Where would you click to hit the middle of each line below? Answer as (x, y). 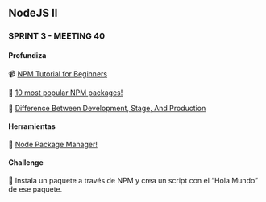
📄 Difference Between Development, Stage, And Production (107, 108)
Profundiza (27, 55)
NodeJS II (33, 13)
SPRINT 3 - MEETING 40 (57, 36)
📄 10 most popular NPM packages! (66, 93)
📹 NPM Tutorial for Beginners (58, 74)
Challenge (26, 163)
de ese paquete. (35, 189)
